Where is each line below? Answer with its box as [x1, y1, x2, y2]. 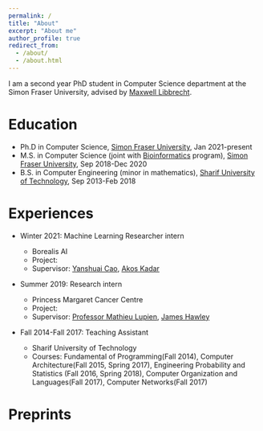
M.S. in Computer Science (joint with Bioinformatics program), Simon [19, 150, 249, 160]
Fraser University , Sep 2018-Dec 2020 [19, 158, 148, 169]
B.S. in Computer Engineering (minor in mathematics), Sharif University [19, 167, 255, 177]
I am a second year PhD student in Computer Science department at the [8, 78, 247, 88]
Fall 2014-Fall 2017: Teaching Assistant [19, 327, 148, 337]
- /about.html [15, 57, 63, 65]
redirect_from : [8, 42, 59, 50]
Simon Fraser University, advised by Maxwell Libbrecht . [8, 87, 192, 96]
